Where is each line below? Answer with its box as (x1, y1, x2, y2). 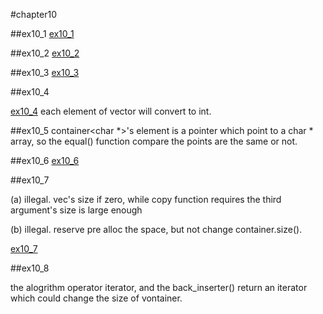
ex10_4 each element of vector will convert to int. (10, 105, 212, 117)
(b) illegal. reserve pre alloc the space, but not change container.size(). (10, 224, 303, 235)
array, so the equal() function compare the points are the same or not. (10, 135, 298, 147)
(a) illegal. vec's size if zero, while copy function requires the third (10, 194, 282, 205)
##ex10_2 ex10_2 (10, 47, 80, 59)
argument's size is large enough (10, 204, 143, 216)
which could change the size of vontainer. (10, 292, 183, 304)
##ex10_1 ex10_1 (10, 28, 75, 39)
